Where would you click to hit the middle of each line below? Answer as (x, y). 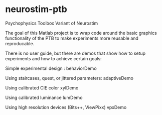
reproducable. (20, 43)
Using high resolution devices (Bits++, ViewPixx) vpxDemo (66, 107)
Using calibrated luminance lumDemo (44, 97)
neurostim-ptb (36, 9)
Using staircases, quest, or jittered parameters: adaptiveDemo (69, 78)
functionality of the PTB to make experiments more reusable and (72, 38)
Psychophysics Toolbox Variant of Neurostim (52, 23)
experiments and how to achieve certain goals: (53, 58)
